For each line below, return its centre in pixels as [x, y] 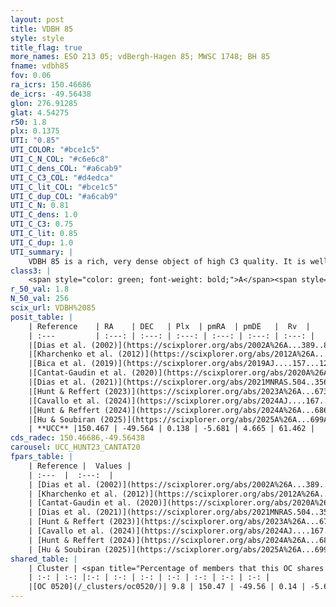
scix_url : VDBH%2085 [53, 308]
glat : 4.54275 [40, 112]
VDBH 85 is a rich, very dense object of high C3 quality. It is [167, 261]
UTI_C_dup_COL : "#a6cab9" [64, 196]
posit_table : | [42, 317]
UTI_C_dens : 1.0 [44, 215]
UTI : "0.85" [35, 141]
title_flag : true [46, 47]
